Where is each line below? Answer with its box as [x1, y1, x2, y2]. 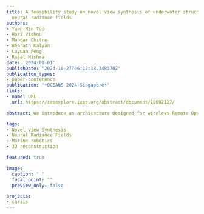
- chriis [6, 199, 29, 205]
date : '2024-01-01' [6, 59, 56, 65]
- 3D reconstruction [6, 144, 59, 150]
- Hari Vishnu [6, 32, 42, 38]
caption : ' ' [12, 171, 45, 177]
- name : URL [6, 93, 36, 99]
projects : [6, 193, 32, 199]
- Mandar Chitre [6, 37, 47, 43]
